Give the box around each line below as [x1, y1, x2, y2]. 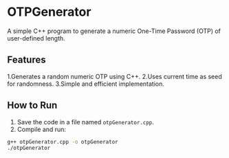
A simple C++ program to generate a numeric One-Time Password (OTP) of [7, 27, 221, 35]
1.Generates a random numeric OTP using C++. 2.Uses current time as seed [7, 72, 222, 80]
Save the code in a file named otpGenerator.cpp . [17, 117, 155, 126]
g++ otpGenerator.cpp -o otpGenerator [7, 138, 118, 145]
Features [7, 54, 46, 66]
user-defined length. [7, 34, 65, 42]
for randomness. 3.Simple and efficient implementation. [7, 80, 165, 88]
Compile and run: [17, 125, 67, 133]
